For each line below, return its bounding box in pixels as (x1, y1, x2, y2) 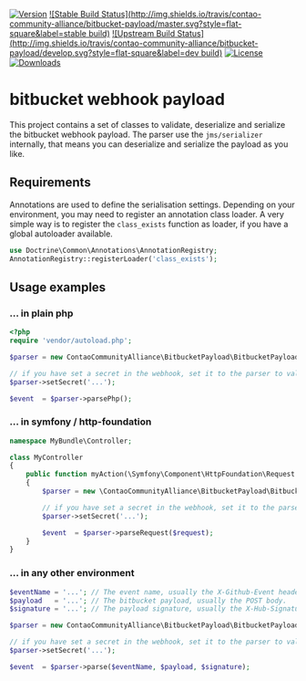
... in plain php (9, 307, 74, 320)
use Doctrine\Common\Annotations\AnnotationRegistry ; (9, 246, 219, 255)
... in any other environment (9, 567, 135, 580)
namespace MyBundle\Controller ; (9, 436, 132, 445)
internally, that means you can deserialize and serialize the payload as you (9, 138, 289, 150)
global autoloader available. (9, 228, 114, 239)
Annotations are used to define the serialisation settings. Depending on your (9, 199, 296, 210)
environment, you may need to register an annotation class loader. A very (9, 208, 285, 219)
